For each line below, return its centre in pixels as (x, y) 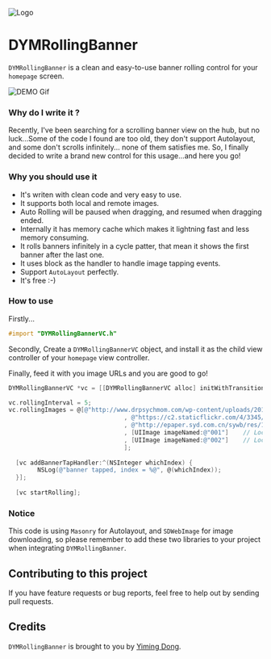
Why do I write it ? (44, 112)
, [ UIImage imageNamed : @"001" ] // (187, 433)
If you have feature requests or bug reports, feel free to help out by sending (134, 593)
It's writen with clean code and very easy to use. (101, 195)
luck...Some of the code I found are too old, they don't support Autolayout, (132, 139)
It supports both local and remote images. (90, 203)
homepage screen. (36, 76)
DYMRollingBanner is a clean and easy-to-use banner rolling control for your (133, 67)
